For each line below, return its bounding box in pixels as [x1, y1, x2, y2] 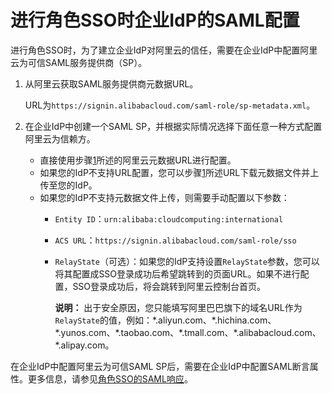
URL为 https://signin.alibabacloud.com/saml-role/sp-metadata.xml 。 [24, 99, 316, 111]
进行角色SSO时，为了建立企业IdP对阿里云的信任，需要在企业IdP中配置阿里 [10, 44, 318, 56]
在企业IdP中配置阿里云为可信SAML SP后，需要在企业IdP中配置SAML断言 [10, 360, 310, 372]
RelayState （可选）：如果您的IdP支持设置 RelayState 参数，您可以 [54, 255, 320, 267]
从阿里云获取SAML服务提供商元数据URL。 [24, 77, 199, 90]
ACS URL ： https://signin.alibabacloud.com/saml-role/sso [54, 234, 297, 246]
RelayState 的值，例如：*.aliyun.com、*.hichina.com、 [54, 314, 277, 326]
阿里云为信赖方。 [24, 132, 96, 145]
